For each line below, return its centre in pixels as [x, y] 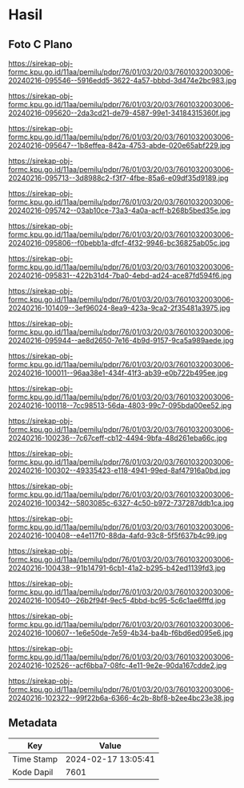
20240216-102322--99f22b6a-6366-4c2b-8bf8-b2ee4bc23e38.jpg [121, 698]
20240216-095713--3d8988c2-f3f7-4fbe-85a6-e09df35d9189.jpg [119, 178]
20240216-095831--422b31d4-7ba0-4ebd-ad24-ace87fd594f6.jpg [120, 275]
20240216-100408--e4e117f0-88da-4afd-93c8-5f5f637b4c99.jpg [118, 535]
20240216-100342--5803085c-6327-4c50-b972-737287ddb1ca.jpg [121, 503]
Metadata [33, 723]
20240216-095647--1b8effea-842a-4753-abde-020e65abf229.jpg [119, 145]
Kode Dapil [33, 772]
